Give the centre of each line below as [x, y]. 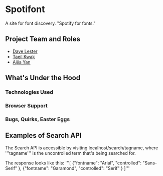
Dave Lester [25, 51]
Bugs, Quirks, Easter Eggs [38, 119]
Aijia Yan [22, 62]
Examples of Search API [43, 135]
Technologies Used [29, 92]
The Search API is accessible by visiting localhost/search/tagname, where [82, 148]
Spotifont [25, 9]
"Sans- [150, 163]
